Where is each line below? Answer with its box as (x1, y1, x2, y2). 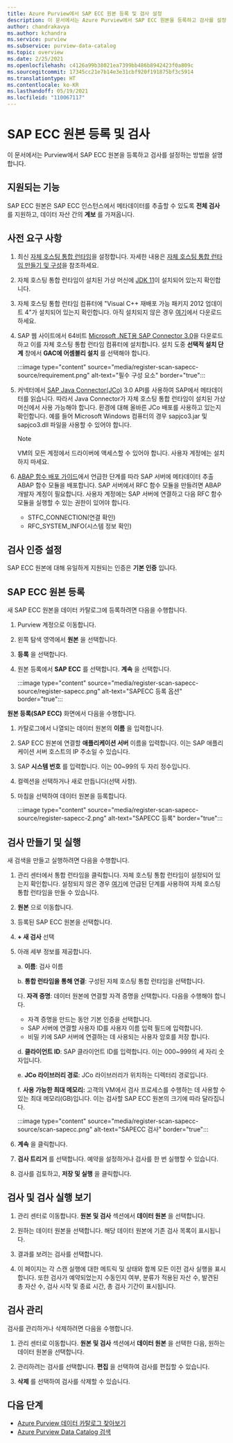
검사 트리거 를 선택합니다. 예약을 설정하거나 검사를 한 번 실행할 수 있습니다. (17, 1155, 218, 1163)
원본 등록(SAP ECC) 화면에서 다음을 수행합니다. (7, 709, 137, 718)
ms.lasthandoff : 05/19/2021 (7, 88, 89, 95)
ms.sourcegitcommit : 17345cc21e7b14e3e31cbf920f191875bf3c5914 (7, 68, 194, 75)
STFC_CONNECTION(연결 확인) (27, 513, 116, 522)
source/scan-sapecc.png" (17, 1125, 93, 1134)
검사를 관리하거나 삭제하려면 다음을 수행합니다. (7, 1324, 134, 1332)
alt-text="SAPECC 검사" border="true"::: (94, 1125, 209, 1134)
